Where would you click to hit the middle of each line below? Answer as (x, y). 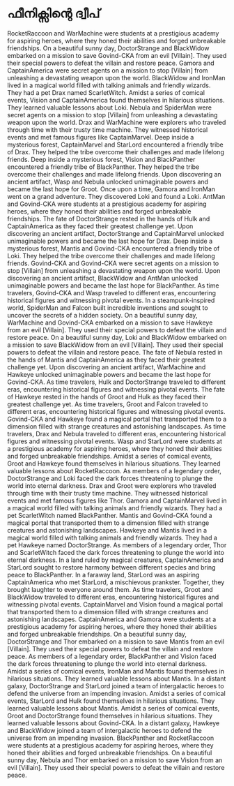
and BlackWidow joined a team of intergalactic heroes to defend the (104, 730)
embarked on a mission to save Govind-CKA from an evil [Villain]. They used (117, 55)
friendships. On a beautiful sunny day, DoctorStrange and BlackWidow (109, 48)
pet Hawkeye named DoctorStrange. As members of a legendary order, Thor (117, 545)
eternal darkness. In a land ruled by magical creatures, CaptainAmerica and (116, 560)
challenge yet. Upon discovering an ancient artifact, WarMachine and (107, 367)
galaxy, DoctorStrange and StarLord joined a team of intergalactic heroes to (116, 685)
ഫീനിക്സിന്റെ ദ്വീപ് (54, 14)
